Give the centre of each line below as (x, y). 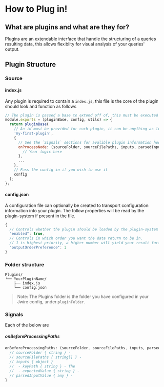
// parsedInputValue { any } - (41, 375)
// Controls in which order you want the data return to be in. (76, 238)
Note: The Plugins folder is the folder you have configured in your (83, 296)
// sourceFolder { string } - (40, 353)
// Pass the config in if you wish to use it (61, 170)
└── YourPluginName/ (26, 279)
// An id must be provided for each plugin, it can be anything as (84, 129)
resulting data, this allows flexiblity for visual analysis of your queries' (75, 44)
